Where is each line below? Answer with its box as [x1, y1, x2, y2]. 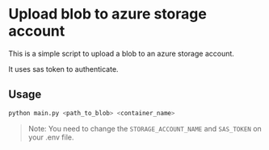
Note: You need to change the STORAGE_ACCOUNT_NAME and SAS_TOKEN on [27, 123, 263, 133]
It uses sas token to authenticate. [8, 64, 119, 73]
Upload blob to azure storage [8, 5, 208, 23]
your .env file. [27, 132, 74, 142]
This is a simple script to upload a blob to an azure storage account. [8, 48, 234, 58]
